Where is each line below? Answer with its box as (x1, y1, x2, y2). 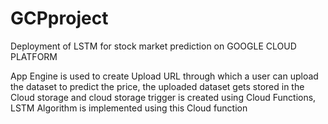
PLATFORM (10, 50, 58, 62)
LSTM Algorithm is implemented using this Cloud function (10, 102, 248, 114)
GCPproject (10, 7, 109, 30)
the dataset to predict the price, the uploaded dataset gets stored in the (10, 80, 305, 92)
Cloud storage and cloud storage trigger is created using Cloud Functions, (10, 91, 317, 103)
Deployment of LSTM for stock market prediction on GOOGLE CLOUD (10, 40, 297, 52)
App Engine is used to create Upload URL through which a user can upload (10, 70, 319, 82)
